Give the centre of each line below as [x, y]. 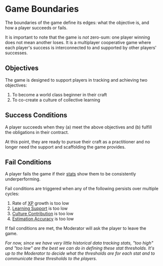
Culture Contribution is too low [43, 214]
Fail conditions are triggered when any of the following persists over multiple [82, 189]
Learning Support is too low [40, 208]
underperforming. [23, 179]
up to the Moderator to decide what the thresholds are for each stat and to [80, 253]
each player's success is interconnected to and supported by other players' [81, 47]
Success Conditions [36, 115]
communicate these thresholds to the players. [51, 259]
